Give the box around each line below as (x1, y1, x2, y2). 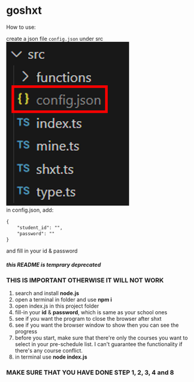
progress (14, 328, 38, 335)
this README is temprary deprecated (6, 261, 101, 268)
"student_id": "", (17, 224, 63, 231)
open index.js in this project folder (14, 302, 99, 309)
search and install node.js (14, 290, 80, 297)
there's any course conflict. (14, 347, 83, 354)
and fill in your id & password (6, 247, 78, 254)
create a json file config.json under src (6, 35, 104, 42)
